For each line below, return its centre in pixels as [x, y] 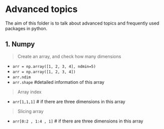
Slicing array [30, 111]
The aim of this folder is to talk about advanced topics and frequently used [82, 23]
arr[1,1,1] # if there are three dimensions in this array [69, 101]
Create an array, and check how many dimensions [69, 56]
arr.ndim [22, 77]
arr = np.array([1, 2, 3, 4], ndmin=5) [54, 66]
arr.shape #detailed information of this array [58, 82]
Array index [29, 92]
